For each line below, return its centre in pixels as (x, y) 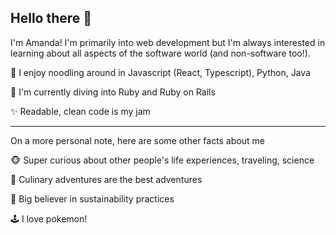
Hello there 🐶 (51, 18)
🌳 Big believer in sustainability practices (92, 198)
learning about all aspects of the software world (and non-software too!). (160, 53)
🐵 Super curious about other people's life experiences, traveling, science (162, 160)
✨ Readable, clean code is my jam (80, 111)
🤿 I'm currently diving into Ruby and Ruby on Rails (113, 92)
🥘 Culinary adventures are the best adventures (106, 179)
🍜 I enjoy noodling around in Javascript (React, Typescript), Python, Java (160, 72)
